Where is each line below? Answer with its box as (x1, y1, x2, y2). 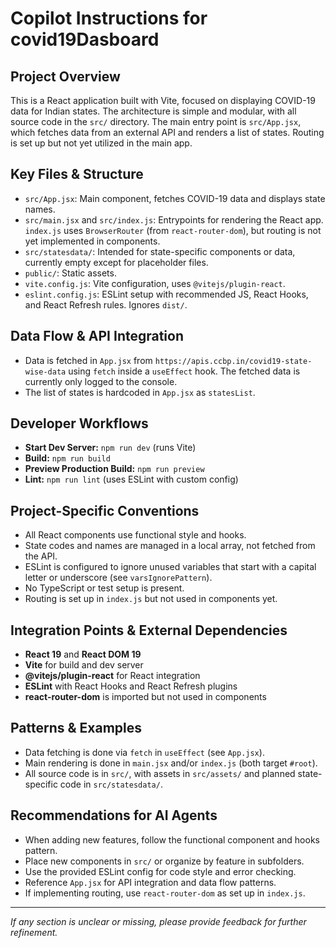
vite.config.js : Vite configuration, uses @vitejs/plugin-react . (24, 277, 286, 289)
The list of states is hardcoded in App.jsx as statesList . (24, 386, 256, 398)
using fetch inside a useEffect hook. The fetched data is (68, 365, 301, 377)
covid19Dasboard (10, 28, 160, 51)
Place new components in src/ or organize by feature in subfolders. (24, 855, 305, 867)
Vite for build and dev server (24, 659, 144, 671)
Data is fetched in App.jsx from (24, 354, 153, 366)
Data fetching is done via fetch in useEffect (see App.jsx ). (24, 746, 265, 758)
